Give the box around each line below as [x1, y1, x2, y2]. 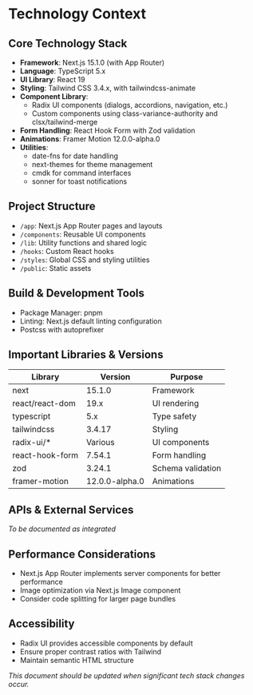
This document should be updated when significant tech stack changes [8, 670, 245, 680]
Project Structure [8, 200, 96, 213]
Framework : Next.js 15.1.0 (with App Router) [19, 58, 165, 67]
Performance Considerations [8, 547, 156, 561]
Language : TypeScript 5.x [19, 66, 106, 76]
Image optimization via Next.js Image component [19, 586, 181, 595]
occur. [8, 679, 30, 689]
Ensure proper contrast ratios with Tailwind [19, 646, 162, 656]
